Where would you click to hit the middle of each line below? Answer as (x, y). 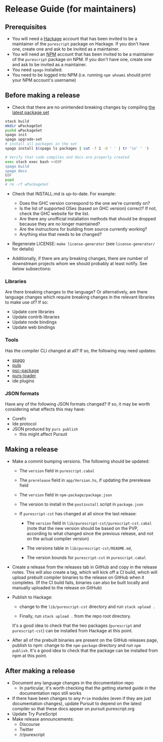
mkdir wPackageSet (24, 126)
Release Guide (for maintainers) (71, 9)
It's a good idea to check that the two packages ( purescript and (76, 625)
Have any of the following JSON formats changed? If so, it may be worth (78, 404)
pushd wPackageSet (24, 130)
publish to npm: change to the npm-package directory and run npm (76, 645)
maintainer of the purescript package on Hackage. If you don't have (81, 44)
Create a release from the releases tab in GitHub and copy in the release (84, 567)
